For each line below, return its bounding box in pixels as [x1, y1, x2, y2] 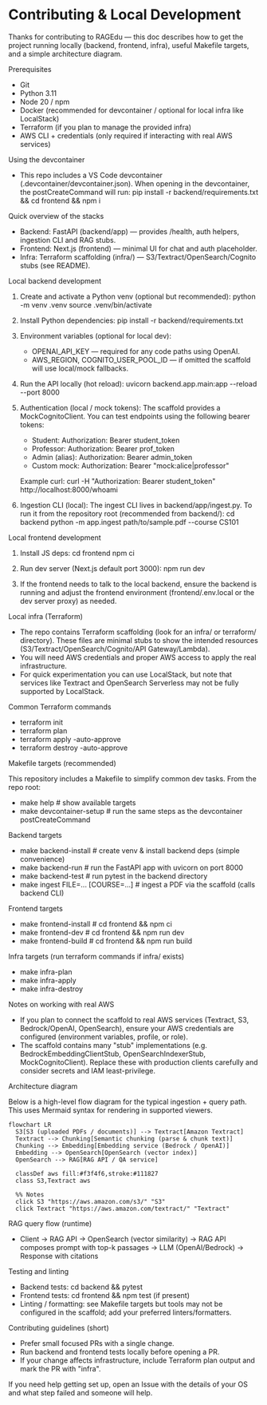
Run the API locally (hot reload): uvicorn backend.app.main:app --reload [19, 379, 257, 388]
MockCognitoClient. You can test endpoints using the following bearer [19, 411, 251, 421]
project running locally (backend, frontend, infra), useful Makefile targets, [8, 40, 249, 50]
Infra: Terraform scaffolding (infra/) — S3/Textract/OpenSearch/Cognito [19, 252, 257, 261]
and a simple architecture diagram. [8, 49, 123, 58]
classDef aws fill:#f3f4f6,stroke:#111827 [15, 1169, 159, 1177]
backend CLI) [19, 888, 65, 898]
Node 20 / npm [19, 97, 70, 106]
